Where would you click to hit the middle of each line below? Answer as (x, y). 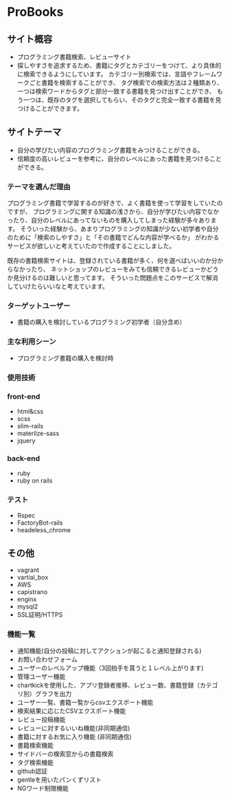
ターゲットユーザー (39, 306)
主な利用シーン (32, 342)
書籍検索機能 (35, 745)
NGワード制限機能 (43, 788)
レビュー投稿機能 (41, 719)
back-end (24, 458)
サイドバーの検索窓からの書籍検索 (65, 754)
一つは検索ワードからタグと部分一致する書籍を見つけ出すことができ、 (116, 91)
